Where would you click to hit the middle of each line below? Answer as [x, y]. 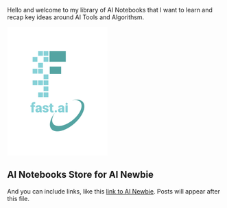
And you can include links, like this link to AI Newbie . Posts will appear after [114, 191]
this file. [18, 198]
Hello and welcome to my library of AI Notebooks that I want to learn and [110, 10]
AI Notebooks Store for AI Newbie [81, 175]
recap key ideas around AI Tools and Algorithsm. [76, 17]
